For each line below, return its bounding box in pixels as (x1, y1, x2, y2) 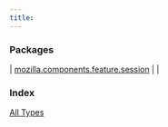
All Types (9, 107, 44, 118)
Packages (9, 43, 54, 55)
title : (9, 13, 35, 23)
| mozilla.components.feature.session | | (9, 63, 160, 74)
